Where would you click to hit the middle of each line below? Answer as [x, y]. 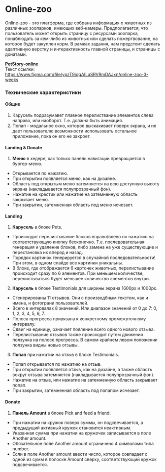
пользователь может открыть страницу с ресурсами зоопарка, [72, 33]
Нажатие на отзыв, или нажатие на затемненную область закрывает [85, 380]
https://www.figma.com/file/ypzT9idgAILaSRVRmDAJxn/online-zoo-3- [77, 74]
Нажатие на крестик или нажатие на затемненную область [75, 194]
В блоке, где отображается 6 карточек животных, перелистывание [83, 268]
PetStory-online [22, 64]
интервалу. [24, 324]
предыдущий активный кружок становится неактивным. [72, 428]
